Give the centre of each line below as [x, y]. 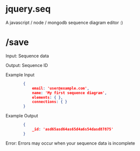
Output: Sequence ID [27, 65]
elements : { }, [47, 97]
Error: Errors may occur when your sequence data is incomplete [70, 143]
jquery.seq [28, 9]
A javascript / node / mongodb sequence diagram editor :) [64, 22]
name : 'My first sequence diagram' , [69, 93]
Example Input [20, 75]
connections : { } [50, 102]
